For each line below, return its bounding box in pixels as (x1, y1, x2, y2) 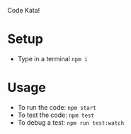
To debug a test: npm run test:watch (17, 118, 125, 127)
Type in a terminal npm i (17, 54, 88, 63)
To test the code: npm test (17, 110, 94, 119)
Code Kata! (7, 6, 40, 14)
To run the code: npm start (17, 103, 97, 111)
